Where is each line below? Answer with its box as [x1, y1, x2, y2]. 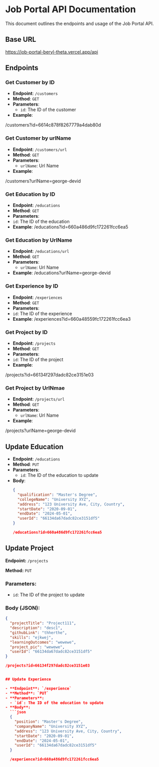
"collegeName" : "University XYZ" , [17, 497, 91, 502]
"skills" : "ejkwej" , [10, 635, 54, 640]
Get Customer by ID [5, 79, 55, 86]
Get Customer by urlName [5, 135, 71, 142]
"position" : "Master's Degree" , [14, 719, 83, 725]
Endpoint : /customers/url [12, 146, 67, 152]
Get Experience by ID [5, 283, 59, 290]
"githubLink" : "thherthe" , [10, 630, 67, 635]
